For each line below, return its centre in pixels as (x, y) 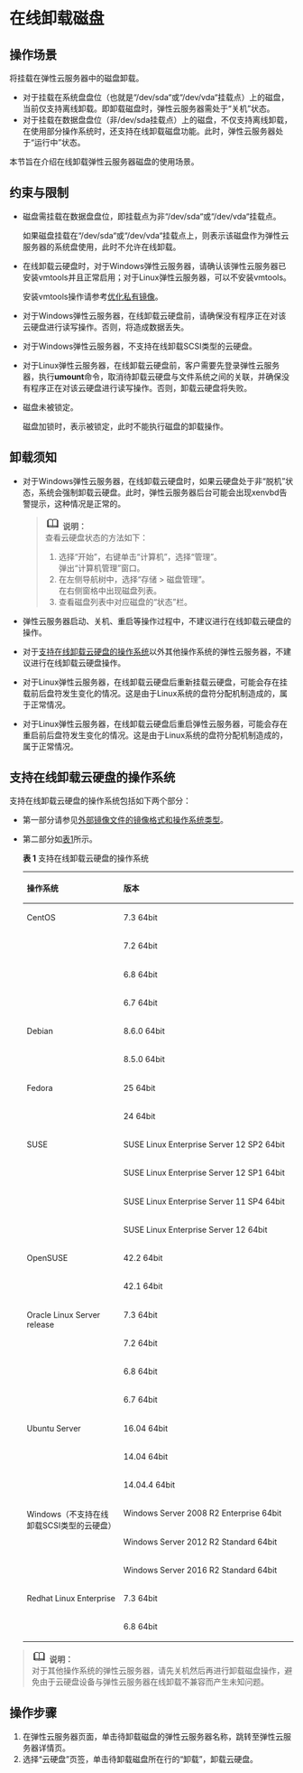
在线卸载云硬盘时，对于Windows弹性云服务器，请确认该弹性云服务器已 (154, 266)
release (41, 1324)
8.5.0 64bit (144, 1059)
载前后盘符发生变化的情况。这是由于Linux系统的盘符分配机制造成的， (151, 693)
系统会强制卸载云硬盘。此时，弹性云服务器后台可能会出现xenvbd (159, 492)
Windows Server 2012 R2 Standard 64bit (200, 1542)
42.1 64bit (143, 1286)
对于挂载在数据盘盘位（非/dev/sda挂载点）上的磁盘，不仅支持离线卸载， (157, 120)
